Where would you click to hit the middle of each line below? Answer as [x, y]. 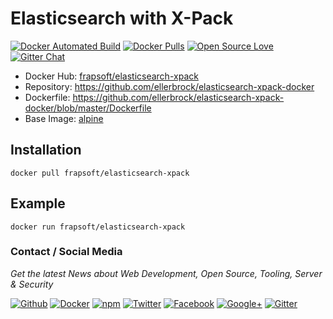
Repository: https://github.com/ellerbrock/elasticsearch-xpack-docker [169, 86]
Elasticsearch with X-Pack [122, 18]
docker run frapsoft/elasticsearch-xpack [98, 227]
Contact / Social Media [66, 252]
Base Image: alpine [64, 118]
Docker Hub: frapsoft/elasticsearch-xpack [111, 76]
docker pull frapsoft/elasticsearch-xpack [100, 173]
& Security [32, 284]
